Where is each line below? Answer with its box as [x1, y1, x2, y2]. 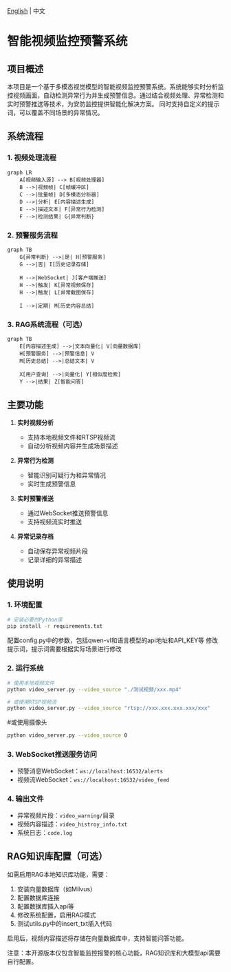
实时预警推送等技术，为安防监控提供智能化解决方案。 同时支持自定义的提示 [7, 100, 220, 108]
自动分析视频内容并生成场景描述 [27, 442, 118, 450]
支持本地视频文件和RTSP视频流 [27, 433, 115, 442]
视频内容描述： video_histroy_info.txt [16, 820, 128, 828]
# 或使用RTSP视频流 [7, 698, 57, 706]
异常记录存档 [16, 533, 54, 541]
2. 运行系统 [7, 664, 44, 673]
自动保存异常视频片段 [27, 547, 88, 555]
